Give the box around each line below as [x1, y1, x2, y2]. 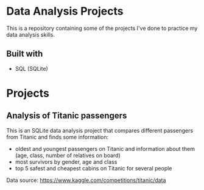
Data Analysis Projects [6, 4, 124, 18]
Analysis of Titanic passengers [6, 111, 127, 121]
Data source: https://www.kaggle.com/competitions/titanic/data [6, 176, 166, 184]
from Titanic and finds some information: [6, 133, 108, 141]
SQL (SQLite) [15, 65, 49, 72]
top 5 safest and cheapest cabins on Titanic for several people [15, 164, 172, 172]
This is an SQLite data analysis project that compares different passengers [6, 126, 194, 134]
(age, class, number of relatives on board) [15, 152, 121, 159]
